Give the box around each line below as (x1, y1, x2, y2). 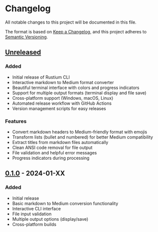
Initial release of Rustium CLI (12, 74, 70, 80)
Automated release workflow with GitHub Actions (12, 100, 112, 106)
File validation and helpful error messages (12, 149, 97, 155)
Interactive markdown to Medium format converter (12, 79, 114, 85)
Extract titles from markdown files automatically (12, 139, 109, 145)
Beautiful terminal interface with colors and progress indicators (12, 85, 139, 90)
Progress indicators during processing (12, 155, 90, 161)
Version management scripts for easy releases (12, 105, 106, 111)
